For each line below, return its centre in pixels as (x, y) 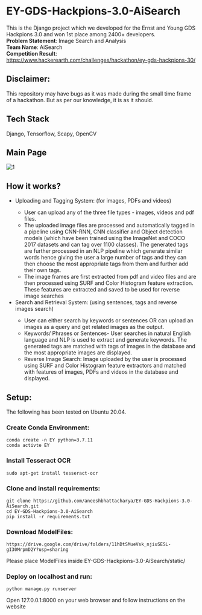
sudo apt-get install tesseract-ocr (52, 473)
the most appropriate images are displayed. (78, 353)
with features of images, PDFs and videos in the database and (101, 372)
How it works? (34, 186)
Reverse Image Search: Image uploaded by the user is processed (105, 359)
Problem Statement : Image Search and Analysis (66, 41)
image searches (44, 296)
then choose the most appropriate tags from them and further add (106, 264)
